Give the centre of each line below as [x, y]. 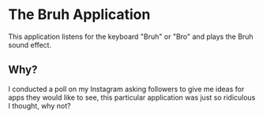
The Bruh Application [79, 15]
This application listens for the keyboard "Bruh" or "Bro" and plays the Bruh [131, 36]
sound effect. [30, 44]
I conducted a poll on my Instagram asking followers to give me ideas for [126, 89]
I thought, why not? [39, 105]
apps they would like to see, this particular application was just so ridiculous [132, 97]
